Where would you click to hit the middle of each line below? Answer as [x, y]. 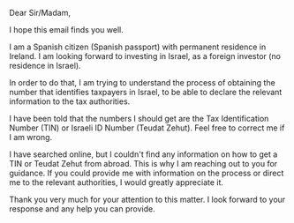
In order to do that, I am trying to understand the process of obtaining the [142, 82]
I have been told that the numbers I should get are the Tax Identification [139, 119]
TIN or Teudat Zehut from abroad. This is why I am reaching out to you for [143, 164]
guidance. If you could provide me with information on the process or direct [147, 173]
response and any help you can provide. [83, 209]
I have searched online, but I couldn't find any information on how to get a [143, 154]
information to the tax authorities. [70, 101]
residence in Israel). [45, 66]
